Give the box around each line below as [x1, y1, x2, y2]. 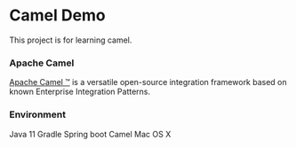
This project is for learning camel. [9, 35, 132, 45]
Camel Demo [9, 5, 107, 26]
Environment [9, 108, 67, 121]
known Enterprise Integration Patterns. [9, 86, 151, 97]
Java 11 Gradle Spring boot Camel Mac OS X [9, 129, 172, 139]
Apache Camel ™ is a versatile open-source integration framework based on [9, 77, 287, 88]
